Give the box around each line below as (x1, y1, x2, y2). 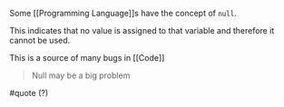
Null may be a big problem (31, 70, 131, 81)
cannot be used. (9, 35, 71, 45)
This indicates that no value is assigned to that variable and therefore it (9, 25, 275, 35)
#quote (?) (9, 88, 49, 98)
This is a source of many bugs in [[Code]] (9, 53, 165, 63)
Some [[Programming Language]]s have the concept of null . (9, 8, 238, 18)
